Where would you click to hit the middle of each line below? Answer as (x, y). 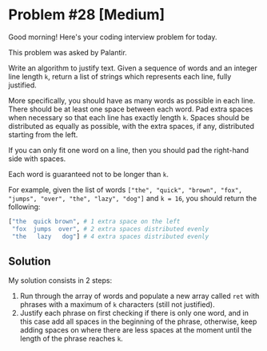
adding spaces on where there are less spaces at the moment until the (136, 330)
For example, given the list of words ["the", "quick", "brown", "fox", (125, 189)
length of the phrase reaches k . (72, 339)
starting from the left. (43, 135)
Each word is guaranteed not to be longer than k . (89, 174)
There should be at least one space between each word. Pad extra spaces (131, 109)
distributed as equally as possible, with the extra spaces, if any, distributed (131, 126)
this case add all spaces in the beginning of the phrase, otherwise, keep (138, 321)
